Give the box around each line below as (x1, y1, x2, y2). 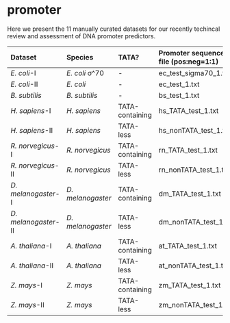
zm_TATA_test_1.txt (158, 280, 221, 289)
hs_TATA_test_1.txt (158, 105, 219, 115)
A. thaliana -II (10, 261, 53, 270)
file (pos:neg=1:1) (158, 57, 219, 66)
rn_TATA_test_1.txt (158, 145, 218, 155)
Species (66, 52, 94, 62)
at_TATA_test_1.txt (158, 241, 218, 250)
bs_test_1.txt (158, 90, 200, 100)
